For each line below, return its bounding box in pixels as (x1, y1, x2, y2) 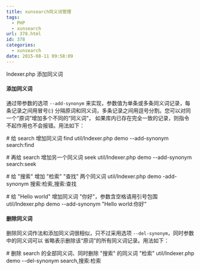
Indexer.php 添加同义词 (6, 70, 63, 78)
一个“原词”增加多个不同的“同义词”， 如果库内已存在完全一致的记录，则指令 (6, 114, 190, 121)
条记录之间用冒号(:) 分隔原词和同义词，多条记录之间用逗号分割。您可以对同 (6, 107, 191, 114)
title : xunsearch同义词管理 (6, 8, 72, 15)
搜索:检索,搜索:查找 (30, 180, 77, 187)
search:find (6, 141, 35, 148)
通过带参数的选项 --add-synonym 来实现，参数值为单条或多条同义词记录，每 (6, 99, 190, 106)
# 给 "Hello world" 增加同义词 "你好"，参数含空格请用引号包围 (6, 192, 158, 200)
